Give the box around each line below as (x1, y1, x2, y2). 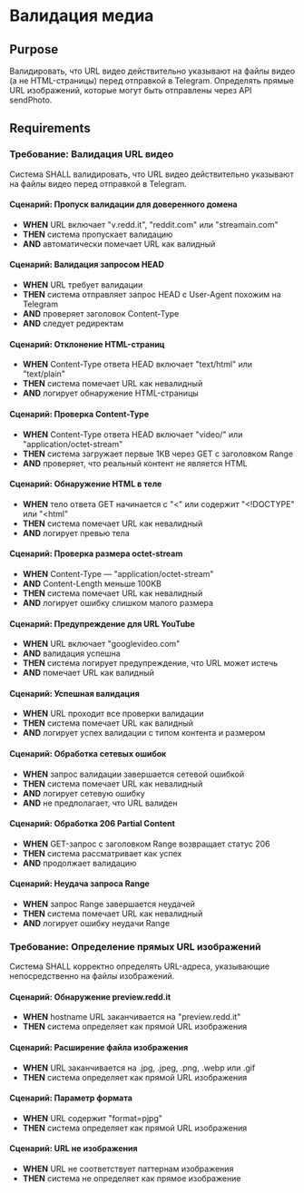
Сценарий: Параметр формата (9, 1092, 133, 1103)
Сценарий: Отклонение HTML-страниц (9, 338, 165, 349)
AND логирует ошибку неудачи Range (22, 917, 171, 928)
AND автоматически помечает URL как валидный (22, 238, 216, 249)
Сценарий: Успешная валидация (9, 688, 141, 699)
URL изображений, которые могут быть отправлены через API (9, 85, 252, 95)
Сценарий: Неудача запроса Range (9, 878, 150, 889)
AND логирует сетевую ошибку (22, 787, 145, 798)
